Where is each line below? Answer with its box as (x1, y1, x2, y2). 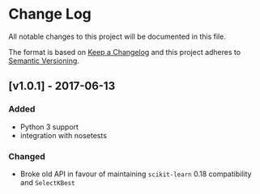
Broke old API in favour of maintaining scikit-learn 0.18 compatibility (19, 169, 252, 179)
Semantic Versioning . (8, 56, 79, 65)
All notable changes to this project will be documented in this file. (8, 32, 227, 41)
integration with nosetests (19, 130, 108, 140)
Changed (8, 150, 46, 162)
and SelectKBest (19, 177, 75, 187)
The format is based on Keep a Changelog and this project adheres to (8, 47, 241, 57)
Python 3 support (19, 122, 79, 132)
